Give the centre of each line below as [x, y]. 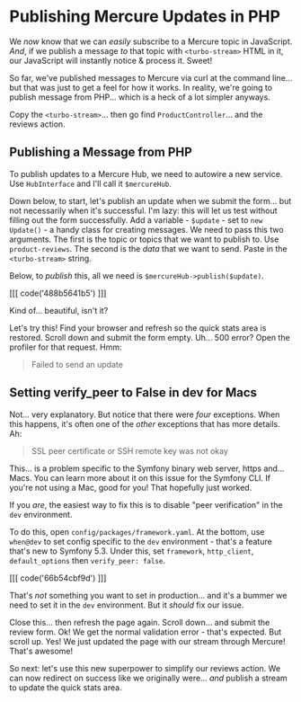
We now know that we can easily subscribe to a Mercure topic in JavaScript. [151, 41]
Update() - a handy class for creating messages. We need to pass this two [147, 229]
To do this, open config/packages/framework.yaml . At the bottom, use [137, 531]
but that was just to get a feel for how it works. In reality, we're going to [141, 87]
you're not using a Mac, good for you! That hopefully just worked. [131, 487]
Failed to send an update [77, 364]
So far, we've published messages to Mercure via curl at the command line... [151, 77]
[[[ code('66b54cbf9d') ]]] [58, 578]
